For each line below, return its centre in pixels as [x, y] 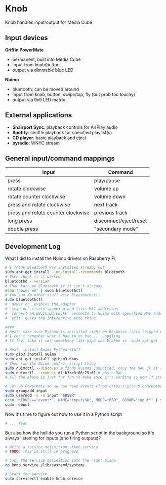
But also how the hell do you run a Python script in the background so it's [80, 433]
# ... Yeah [16, 423]
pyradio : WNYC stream [36, 143]
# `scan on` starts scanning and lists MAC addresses [62, 309]
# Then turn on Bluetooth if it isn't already [54, 286]
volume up [106, 189]
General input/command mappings [60, 158]
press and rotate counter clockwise [49, 213]
